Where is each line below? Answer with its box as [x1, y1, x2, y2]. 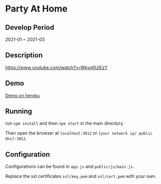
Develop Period [5, 23, 54, 32]
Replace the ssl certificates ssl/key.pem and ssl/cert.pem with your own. [5, 173, 157, 179]
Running [5, 107, 33, 116]
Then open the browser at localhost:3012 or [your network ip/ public [5, 130, 152, 136]
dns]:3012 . [5, 136, 27, 142]
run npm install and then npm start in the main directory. [5, 120, 124, 127]
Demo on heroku [5, 92, 40, 98]
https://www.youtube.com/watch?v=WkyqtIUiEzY [5, 64, 108, 71]
